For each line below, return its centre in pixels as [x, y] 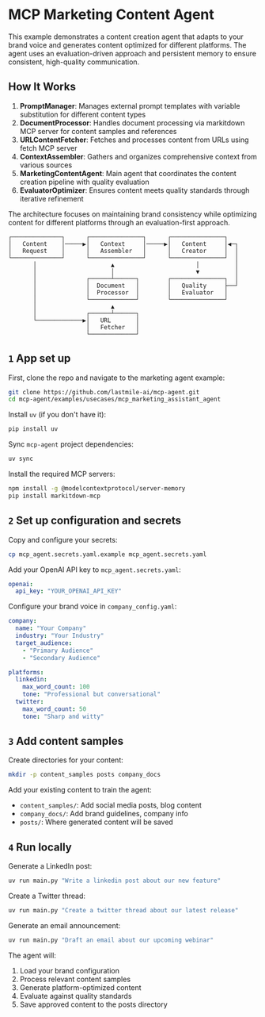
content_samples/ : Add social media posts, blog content [110, 805]
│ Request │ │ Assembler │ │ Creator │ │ [123, 251]
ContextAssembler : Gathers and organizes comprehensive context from [138, 156]
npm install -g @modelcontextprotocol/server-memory [97, 489]
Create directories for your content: [66, 760]
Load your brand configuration [70, 970]
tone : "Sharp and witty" [63, 716]
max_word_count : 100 [56, 687]
